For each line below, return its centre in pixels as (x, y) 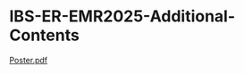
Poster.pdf (29, 60)
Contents (45, 35)
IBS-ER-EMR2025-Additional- (122, 16)
